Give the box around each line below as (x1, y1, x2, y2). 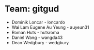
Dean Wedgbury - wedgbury (11, 39, 69, 45)
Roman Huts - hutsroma (11, 29, 60, 35)
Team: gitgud (4, 3, 59, 14)
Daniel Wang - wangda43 (11, 35, 63, 40)
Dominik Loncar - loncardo (11, 19, 65, 25)
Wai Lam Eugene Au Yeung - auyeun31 (11, 24, 89, 30)
